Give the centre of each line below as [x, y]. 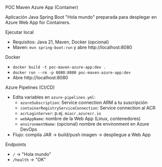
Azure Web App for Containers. [38, 22]
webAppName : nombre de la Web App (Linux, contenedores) [80, 119]
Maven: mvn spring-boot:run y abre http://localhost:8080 [72, 47]
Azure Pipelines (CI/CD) [30, 87]
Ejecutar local [19, 32]
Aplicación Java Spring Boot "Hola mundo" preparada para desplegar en [81, 17]
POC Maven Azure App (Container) [42, 7]
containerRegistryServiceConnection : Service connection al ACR [88, 108]
